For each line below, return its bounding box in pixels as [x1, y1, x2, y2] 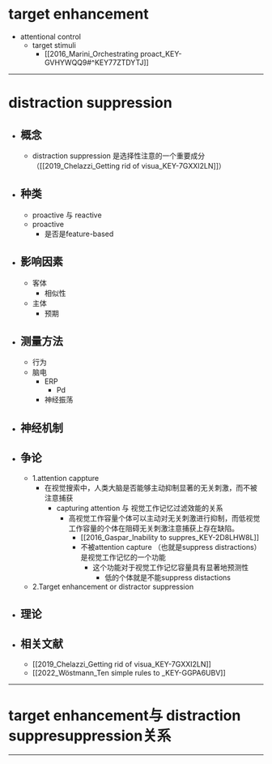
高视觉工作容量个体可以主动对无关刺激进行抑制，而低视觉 [68, 513, 261, 523]
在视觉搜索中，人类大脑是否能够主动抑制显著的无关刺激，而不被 [44, 483, 257, 492]
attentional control [19, 32, 82, 41]
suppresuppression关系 [8, 727, 172, 745]
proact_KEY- [140, 49, 182, 58]
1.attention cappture [32, 473, 100, 483]
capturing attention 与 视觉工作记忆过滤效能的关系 [56, 503, 224, 513]
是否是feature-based [44, 229, 114, 238]
